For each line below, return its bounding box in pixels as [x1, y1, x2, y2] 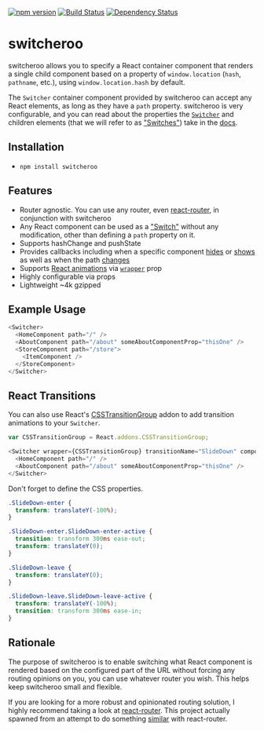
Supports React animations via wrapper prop [19, 263, 163, 272]
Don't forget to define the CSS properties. [8, 484, 144, 493]
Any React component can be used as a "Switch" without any [19, 221, 219, 231]
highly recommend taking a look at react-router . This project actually [8, 705, 230, 715]
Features [8, 185, 53, 198]
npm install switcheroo [19, 163, 98, 170]
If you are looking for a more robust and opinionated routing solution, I [8, 697, 235, 707]
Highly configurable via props [19, 272, 116, 281]
